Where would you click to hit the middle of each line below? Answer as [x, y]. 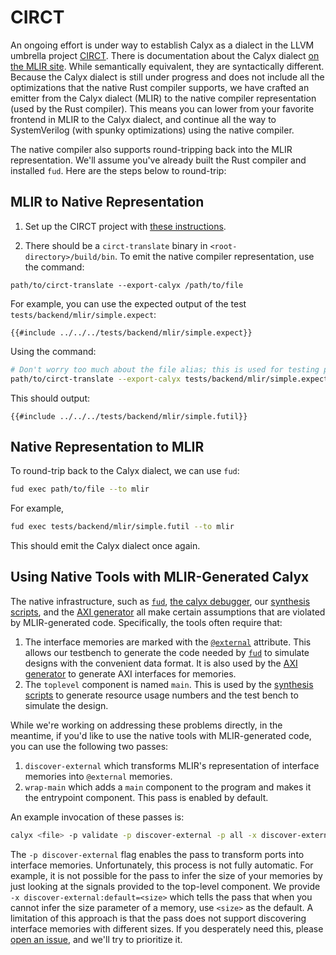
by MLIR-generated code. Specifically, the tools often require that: [146, 622]
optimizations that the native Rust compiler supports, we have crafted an [160, 87]
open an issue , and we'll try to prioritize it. [96, 939]
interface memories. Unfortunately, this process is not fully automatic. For [162, 865]
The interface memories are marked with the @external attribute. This [168, 642]
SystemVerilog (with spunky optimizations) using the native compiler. [152, 130]
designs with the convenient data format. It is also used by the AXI [161, 663]
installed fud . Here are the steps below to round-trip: [118, 170]
